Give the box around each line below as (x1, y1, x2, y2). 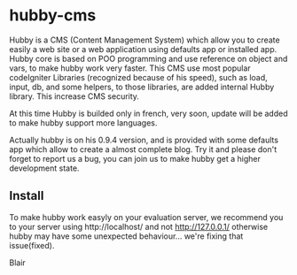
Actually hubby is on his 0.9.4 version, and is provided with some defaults (9, 134, 279, 145)
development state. (9, 163, 80, 173)
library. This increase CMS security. (9, 90, 140, 102)
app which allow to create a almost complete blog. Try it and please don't (9, 143, 277, 155)
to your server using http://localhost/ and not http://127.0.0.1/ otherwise (9, 221, 269, 232)
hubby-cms (9, 5, 97, 26)
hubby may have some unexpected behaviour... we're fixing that (9, 231, 244, 241)
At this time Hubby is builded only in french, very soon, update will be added (9, 108, 288, 118)
